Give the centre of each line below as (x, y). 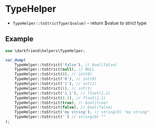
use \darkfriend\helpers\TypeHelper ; (45, 51)
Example (19, 39)
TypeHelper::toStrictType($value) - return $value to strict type (80, 23)
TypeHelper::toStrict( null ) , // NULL (55, 69)
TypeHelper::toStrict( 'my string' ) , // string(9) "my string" (82, 112)
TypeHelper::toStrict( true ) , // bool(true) (61, 102)
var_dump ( (16, 60)
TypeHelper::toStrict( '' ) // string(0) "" (60, 117)
